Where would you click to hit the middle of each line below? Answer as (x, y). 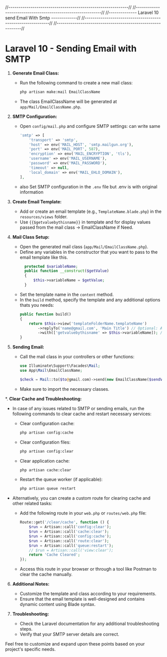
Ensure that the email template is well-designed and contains (82, 599)
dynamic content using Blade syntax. (58, 605)
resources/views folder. (44, 216)
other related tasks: (32, 504)
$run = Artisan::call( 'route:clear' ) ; (69, 541)
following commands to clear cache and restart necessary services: (82, 414)
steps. (26, 629)
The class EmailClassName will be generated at (68, 101)
